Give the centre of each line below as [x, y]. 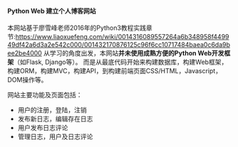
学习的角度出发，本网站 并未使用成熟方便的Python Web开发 [137, 53]
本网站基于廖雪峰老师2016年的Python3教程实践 [77, 28]
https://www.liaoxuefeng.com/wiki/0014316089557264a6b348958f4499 [122, 37]
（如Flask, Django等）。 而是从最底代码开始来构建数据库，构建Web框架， [121, 62]
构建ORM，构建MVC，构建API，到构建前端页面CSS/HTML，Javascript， [115, 71]
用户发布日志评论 [43, 128]
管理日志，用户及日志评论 [55, 137]
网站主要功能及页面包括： [45, 95]
